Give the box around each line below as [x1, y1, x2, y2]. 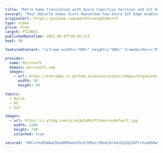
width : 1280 [14, 123, 38, 128]
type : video [5, 20, 29, 26]
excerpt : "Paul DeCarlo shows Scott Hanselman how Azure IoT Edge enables [5, 12, 160, 16]
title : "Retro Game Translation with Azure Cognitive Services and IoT [5, 7, 153, 12]
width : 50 [17, 78, 38, 83]
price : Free [5, 25, 29, 30]
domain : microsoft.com [9, 65, 55, 70]
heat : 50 [5, 39, 23, 43]
